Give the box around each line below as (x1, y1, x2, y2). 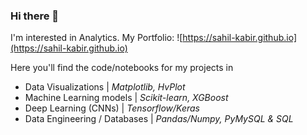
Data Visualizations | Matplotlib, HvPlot (24, 81, 186, 93)
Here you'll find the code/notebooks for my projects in (10, 62, 234, 74)
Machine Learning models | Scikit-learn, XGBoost (24, 92, 229, 104)
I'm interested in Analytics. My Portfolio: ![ (10, 32, 183, 44)
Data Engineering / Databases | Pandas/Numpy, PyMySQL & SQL (24, 113, 294, 125)
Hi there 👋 (10, 9, 60, 23)
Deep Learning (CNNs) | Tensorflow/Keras (24, 102, 200, 114)
